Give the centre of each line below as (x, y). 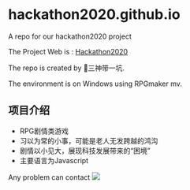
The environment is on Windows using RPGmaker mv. (95, 84)
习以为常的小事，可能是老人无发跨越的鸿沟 (89, 140)
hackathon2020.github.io (94, 15)
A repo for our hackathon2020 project (70, 36)
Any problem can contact (49, 177)
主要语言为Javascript (54, 160)
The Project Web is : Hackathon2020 (68, 51)
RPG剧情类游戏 (44, 131)
